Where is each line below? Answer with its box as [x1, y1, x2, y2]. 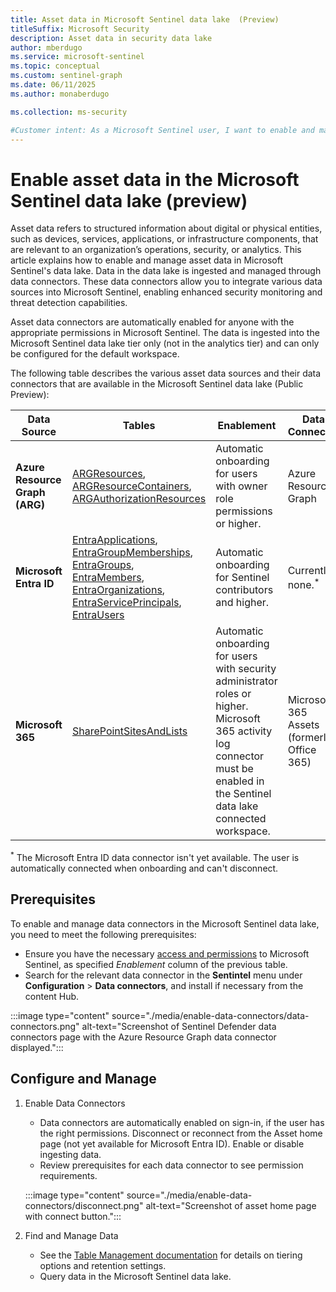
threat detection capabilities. [10, 297, 128, 309]
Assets [287, 718, 320, 732]
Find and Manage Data [24, 1229, 119, 1241]
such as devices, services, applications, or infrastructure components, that [10, 233, 319, 245]
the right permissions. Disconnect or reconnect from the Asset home [39, 1127, 323, 1139]
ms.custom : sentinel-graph [10, 71, 123, 81]
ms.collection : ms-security [10, 107, 128, 117]
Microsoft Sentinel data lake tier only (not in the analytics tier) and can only [10, 337, 320, 350]
